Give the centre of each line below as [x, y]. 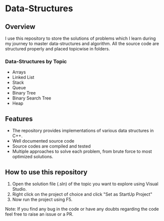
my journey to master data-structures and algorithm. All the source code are [82, 44]
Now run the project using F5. [42, 199]
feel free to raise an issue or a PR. [39, 214]
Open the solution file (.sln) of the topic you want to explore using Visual [85, 184]
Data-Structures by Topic [36, 61]
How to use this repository [46, 172]
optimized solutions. [33, 157]
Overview [20, 27]
